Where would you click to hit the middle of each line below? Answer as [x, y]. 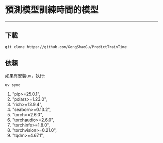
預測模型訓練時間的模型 [52, 10]
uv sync [13, 85]
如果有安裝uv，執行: [25, 75]
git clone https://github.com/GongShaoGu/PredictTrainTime [66, 47]
